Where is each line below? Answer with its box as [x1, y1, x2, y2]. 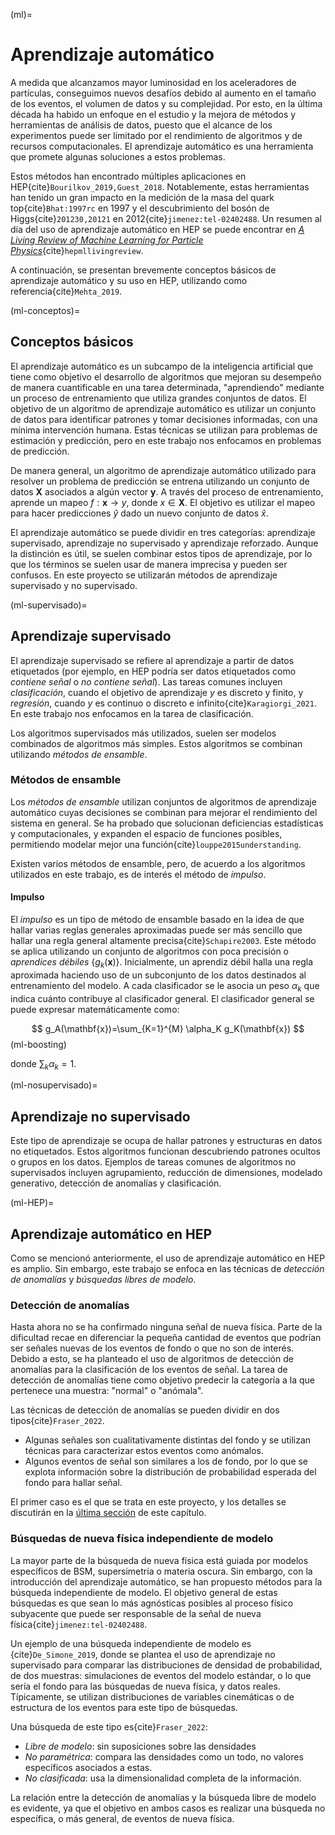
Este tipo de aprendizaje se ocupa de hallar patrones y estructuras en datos [10, 1135, 323, 1147]
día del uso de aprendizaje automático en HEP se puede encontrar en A [10, 223, 305, 235]
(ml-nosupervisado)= [10, 1079, 98, 1091]
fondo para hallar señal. [24, 1477, 123, 1489]
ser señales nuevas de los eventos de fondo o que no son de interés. [10, 1342, 295, 1354]
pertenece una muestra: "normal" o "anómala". [10, 1385, 204, 1397]
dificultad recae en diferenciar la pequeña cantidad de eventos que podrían [10, 1332, 322, 1344]
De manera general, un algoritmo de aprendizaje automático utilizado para [10, 464, 317, 476]
